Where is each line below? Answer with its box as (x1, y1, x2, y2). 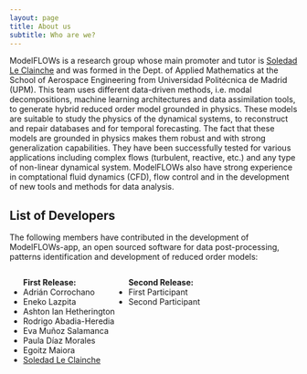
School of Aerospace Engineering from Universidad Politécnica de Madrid (9, 75, 288, 86)
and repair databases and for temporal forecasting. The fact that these (9, 123, 275, 134)
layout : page (9, 13, 59, 23)
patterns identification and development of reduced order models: (9, 252, 259, 263)
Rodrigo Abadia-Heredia (22, 316, 115, 327)
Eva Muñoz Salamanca (22, 326, 110, 337)
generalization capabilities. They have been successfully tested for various (9, 142, 291, 153)
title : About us (9, 22, 71, 31)
